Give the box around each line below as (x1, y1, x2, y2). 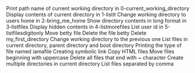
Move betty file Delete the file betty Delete (44, 30, 147, 36)
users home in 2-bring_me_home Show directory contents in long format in (6, 17, 187, 24)
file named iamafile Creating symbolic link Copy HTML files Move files (6, 48, 175, 54)
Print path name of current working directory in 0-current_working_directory (6, 5, 190, 12)
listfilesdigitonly (6, 30, 44, 36)
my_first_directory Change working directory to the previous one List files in (6, 36, 188, 42)
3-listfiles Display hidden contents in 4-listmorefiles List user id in (6, 23, 163, 30)
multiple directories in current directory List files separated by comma (6, 60, 174, 67)
